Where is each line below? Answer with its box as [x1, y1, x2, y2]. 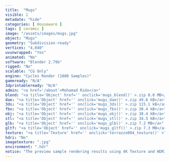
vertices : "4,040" [5, 45, 44, 50]
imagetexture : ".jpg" [5, 140, 51, 145]
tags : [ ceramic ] [5, 26, 44, 31]
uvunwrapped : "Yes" [5, 50, 47, 55]
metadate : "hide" [5, 17, 42, 22]
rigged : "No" [5, 64, 33, 69]
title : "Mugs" [5, 7, 37, 13]
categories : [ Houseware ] [5, 21, 62, 27]
